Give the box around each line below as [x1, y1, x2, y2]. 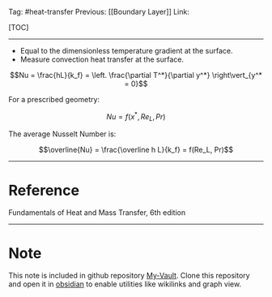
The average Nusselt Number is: [8, 129, 117, 139]
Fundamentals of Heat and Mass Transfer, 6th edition [8, 208, 186, 217]
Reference [8, 181, 79, 200]
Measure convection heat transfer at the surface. [19, 54, 185, 64]
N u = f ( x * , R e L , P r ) [106, 110, 166, 123]
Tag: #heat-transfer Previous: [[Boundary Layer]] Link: [8, 7, 190, 16]
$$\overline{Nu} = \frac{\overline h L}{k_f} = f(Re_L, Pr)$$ [38, 145, 234, 155]
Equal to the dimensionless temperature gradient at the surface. [19, 46, 233, 55]
